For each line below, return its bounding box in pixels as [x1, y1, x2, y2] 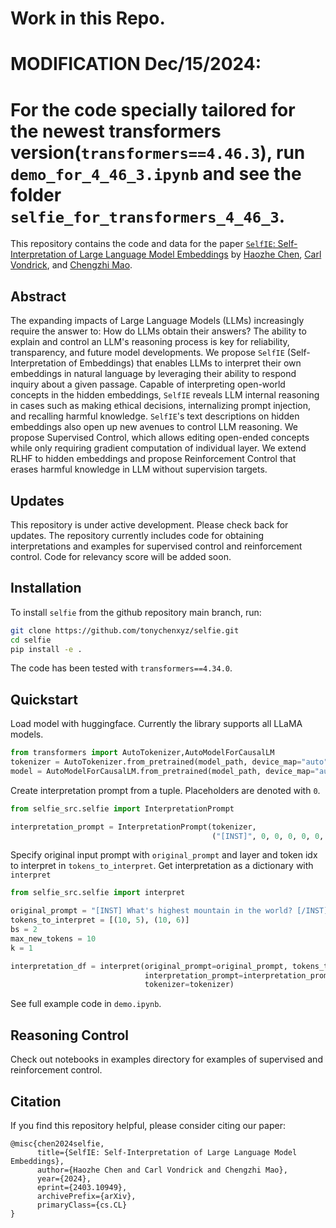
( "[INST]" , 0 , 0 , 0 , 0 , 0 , [211, 831, 325, 841]
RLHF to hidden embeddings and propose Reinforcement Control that [10, 453, 297, 465]
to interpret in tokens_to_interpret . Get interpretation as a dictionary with [10, 860, 314, 872]
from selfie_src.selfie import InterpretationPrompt [10, 803, 235, 814]
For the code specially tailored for [10, 98, 296, 121]
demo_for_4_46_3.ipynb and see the [10, 162, 302, 185]
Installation [10, 580, 82, 597]
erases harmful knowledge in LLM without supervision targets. [10, 463, 268, 476]
